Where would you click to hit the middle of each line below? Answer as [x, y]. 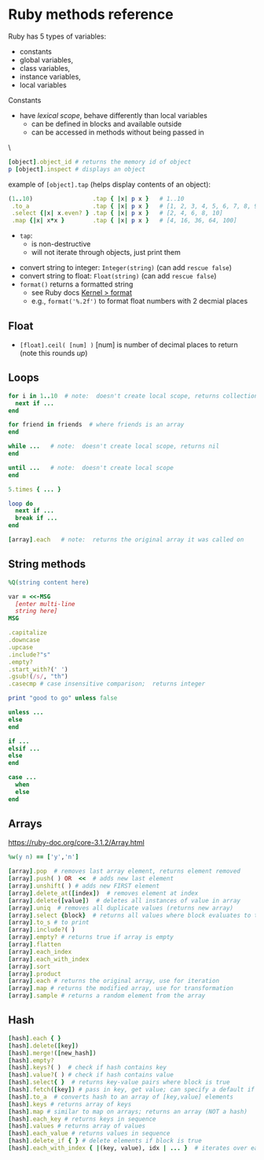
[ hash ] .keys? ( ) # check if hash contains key [88, 1068]
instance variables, [50, 76]
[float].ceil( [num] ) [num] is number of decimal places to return [128, 345]
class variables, [45, 68]
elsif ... [24, 748]
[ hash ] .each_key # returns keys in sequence [82, 1119]
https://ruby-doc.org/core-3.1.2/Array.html [77, 843]
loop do [21, 504]
